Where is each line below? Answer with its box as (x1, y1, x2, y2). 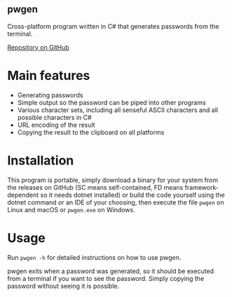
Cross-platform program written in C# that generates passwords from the (7, 22, 219, 30)
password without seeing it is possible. (7, 282, 120, 290)
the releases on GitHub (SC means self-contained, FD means (7, 183, 184, 191)
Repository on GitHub (7, 43, 70, 51)
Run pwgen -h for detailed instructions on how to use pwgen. (7, 253, 182, 261)
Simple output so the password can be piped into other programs (17, 98, 206, 106)
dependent (7, 191, 39, 199)
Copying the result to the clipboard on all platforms (17, 127, 165, 137)
